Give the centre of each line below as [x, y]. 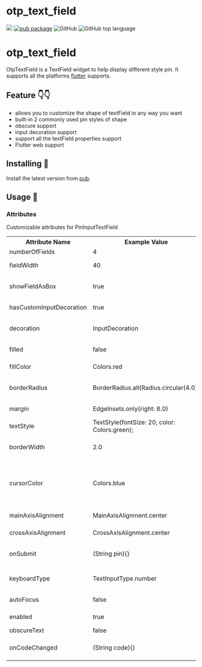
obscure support [35, 126]
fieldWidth [24, 266]
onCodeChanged [33, 648]
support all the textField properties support [68, 138]
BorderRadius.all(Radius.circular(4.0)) [146, 388]
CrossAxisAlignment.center [131, 533]
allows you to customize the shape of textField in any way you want [98, 113]
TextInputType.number [125, 579]
